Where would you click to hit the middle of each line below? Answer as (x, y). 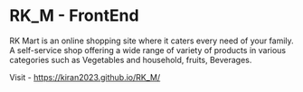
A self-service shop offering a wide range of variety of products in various (148, 50)
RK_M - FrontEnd (74, 16)
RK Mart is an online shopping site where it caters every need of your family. (151, 41)
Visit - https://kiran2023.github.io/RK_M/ (85, 77)
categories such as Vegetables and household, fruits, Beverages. (131, 60)
